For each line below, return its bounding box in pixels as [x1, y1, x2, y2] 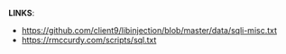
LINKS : [8, 8, 35, 18]
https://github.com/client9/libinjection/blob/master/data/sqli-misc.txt [21, 25, 277, 35]
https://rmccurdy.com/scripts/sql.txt [21, 35, 157, 45]
